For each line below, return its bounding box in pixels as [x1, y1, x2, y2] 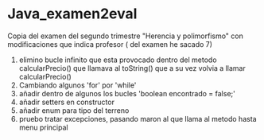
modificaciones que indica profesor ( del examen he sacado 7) [7, 39, 212, 49]
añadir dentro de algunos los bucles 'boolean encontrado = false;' [18, 88, 235, 98]
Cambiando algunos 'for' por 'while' [18, 80, 137, 90]
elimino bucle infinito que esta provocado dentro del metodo [18, 55, 217, 64]
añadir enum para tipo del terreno [18, 105, 130, 115]
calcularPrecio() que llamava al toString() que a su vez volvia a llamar [18, 63, 246, 72]
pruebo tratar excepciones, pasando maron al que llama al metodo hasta [18, 114, 257, 123]
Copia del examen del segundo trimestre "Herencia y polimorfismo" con [7, 31, 243, 41]
